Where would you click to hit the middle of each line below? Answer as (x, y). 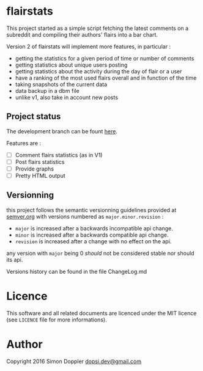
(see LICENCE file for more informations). (57, 320)
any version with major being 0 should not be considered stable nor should (100, 253)
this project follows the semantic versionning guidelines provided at (91, 210)
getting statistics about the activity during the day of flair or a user (98, 71)
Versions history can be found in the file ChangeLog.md (77, 271)
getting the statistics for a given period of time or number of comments (105, 58)
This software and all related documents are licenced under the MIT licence (102, 313)
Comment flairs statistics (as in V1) (59, 155)
